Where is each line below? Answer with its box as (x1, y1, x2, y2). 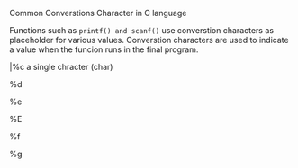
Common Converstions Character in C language (9, 8, 187, 18)
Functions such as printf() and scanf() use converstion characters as (9, 25, 275, 35)
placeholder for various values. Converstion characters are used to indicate (9, 35, 290, 45)
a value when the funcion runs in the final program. (9, 44, 199, 55)
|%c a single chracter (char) (9, 62, 113, 72)
